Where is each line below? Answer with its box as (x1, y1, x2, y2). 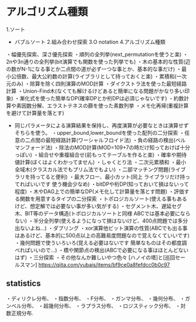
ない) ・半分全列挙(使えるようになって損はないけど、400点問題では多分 (14, 217, 188, 224)
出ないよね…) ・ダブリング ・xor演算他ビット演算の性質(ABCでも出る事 (14, 224, 188, 232)
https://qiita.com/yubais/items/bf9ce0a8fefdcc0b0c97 (38, 261, 170, 268)
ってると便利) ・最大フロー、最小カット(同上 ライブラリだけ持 (35, 173, 185, 180)
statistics (6, 279, 41, 289)
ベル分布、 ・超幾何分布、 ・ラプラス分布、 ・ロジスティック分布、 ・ (11, 302, 181, 309)
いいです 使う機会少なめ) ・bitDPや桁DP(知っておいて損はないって (30, 180, 189, 188)
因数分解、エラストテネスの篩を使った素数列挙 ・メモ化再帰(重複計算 (21, 102, 189, 109)
